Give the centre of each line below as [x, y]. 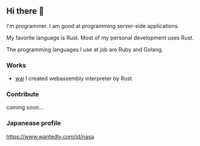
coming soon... [25, 108]
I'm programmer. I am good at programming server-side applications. [93, 26]
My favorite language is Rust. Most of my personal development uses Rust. [100, 38]
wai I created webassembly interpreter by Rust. [74, 78]
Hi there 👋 [25, 11]
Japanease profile [34, 123]
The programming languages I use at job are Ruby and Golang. [85, 49]
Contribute [23, 94]
